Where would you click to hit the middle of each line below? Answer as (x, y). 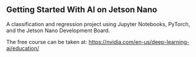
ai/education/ (23, 48)
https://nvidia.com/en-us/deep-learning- (139, 42)
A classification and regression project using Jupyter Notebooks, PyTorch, (98, 24)
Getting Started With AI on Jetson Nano (82, 10)
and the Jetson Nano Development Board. (58, 30)
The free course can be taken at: (47, 42)
